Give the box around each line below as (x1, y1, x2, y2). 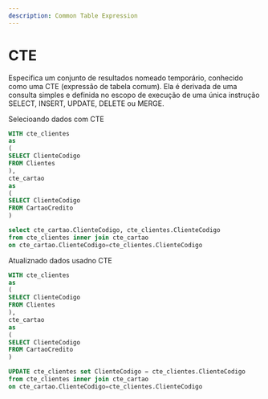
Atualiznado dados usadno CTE (8, 255, 112, 265)
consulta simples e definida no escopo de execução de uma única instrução (8, 90, 260, 100)
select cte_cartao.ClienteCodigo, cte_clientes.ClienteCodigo (8, 226, 221, 234)
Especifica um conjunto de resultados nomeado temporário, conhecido (8, 73, 243, 83)
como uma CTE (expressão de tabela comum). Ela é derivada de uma (8, 81, 238, 91)
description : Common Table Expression (8, 11, 138, 20)
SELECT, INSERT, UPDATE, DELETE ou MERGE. (8, 98, 164, 108)
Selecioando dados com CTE (8, 114, 104, 124)
